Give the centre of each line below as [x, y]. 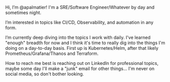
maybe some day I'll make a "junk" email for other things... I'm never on [80, 68]
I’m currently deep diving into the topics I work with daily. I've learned [78, 37]
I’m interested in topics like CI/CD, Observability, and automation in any [79, 22]
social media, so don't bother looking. [45, 74]
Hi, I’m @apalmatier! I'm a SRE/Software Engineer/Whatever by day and [80, 7]
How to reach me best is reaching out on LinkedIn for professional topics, [82, 63]
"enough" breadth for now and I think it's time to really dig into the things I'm [85, 43]
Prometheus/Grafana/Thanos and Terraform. [52, 53]
